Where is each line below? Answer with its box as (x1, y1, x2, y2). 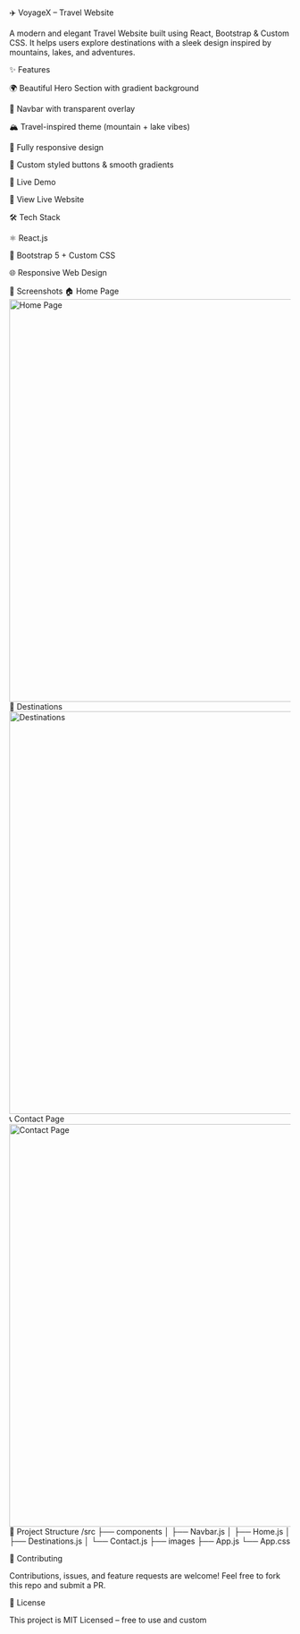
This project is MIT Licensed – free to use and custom (9, 1614, 207, 1625)
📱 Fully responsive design (9, 142, 104, 152)
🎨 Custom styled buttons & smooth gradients (9, 159, 174, 170)
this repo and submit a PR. (9, 1580, 106, 1590)
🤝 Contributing (9, 1553, 63, 1563)
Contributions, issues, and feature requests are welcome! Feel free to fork (9, 1570, 281, 1581)
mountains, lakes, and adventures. (9, 47, 136, 57)
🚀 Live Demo (9, 177, 56, 187)
